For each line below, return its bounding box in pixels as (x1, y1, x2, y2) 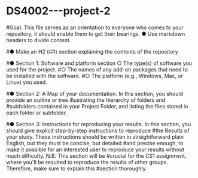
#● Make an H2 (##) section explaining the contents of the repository (6, 48, 178, 55)
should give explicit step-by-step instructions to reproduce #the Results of (6, 127, 190, 134)
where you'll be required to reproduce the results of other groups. (6, 158, 169, 165)
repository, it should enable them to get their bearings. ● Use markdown (6, 30, 185, 37)
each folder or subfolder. (6, 109, 68, 116)
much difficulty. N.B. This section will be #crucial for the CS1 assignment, (6, 152, 187, 159)
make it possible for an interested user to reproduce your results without (6, 146, 184, 153)
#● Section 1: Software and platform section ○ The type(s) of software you (6, 60, 193, 67)
